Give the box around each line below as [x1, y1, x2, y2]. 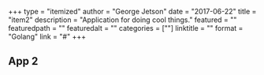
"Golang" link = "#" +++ [8, 32, 87, 41]
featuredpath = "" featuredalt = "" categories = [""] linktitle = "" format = [8, 24, 244, 32]
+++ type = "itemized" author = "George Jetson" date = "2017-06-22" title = [8, 7, 257, 16]
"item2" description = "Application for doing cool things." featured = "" [8, 15, 237, 24]
